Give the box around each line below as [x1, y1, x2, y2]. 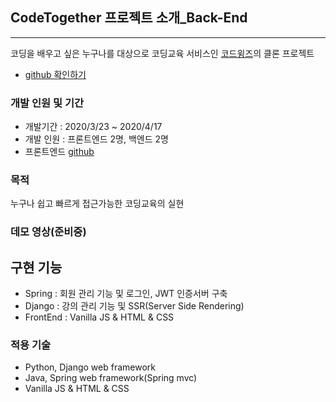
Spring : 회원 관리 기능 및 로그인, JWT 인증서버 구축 [24, 288, 228, 300]
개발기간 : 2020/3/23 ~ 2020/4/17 [24, 121, 163, 133]
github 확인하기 [24, 68, 87, 80]
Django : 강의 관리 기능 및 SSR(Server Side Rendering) [24, 300, 245, 312]
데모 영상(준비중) [10, 225, 87, 239]
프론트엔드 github [24, 146, 95, 158]
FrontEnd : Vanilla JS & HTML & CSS [24, 311, 175, 323]
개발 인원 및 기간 [10, 96, 84, 110]
